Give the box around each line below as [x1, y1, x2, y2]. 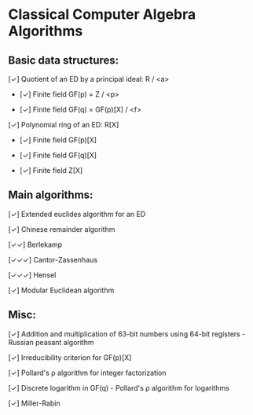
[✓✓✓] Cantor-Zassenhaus [8, 255, 98, 264]
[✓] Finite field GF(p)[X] [19, 135, 97, 145]
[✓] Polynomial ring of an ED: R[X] [8, 120, 119, 129]
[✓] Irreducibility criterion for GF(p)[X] [8, 352, 132, 362]
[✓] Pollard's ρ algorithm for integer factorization [8, 368, 167, 377]
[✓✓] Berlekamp [8, 240, 63, 249]
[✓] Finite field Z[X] [19, 166, 83, 174]
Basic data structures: [8, 53, 119, 67]
